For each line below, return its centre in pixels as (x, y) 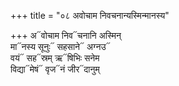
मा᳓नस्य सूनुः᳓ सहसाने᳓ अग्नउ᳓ (60, 46)
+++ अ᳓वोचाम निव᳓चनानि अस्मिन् (66, 35)
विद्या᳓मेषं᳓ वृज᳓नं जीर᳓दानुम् (55, 69)
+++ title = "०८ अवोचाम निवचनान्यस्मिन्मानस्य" (90, 15)
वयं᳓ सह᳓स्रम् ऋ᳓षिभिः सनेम (55, 58)
